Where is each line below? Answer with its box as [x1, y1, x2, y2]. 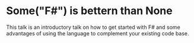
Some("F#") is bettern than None [6, 4, 173, 18]
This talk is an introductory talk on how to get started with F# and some [6, 24, 181, 31]
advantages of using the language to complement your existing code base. [6, 29, 189, 37]
